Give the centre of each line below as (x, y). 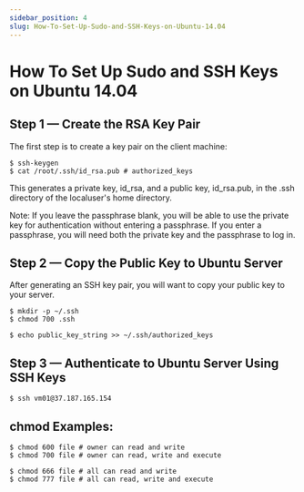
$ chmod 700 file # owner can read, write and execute (116, 455)
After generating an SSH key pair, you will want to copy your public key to (147, 285)
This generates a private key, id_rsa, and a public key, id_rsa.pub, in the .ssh (152, 188)
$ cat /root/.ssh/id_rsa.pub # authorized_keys (101, 171)
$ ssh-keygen (34, 163)
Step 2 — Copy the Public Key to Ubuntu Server (147, 263)
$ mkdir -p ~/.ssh (44, 312)
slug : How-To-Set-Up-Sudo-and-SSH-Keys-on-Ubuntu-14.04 (117, 26)
